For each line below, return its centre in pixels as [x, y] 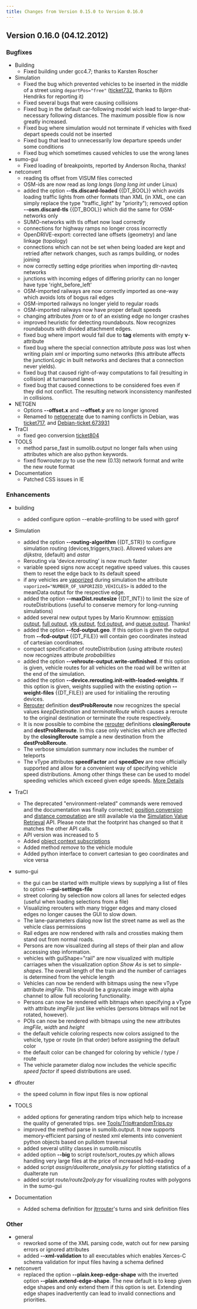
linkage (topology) [46, 241]
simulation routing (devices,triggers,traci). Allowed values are [98, 548]
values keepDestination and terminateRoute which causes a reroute [105, 711]
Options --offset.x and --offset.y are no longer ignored [91, 411]
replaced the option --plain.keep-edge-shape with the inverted [101, 1274]
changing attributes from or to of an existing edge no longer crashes [106, 316]
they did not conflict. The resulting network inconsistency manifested [107, 392]
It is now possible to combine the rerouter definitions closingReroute [107, 724]
